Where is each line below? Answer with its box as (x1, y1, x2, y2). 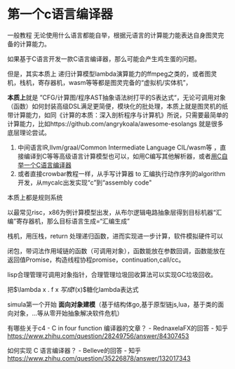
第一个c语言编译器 (7, 6, 114, 22)
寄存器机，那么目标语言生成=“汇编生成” (16, 217, 130, 225)
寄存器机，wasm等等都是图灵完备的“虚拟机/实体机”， (37, 78, 192, 86)
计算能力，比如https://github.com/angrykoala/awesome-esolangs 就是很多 (7, 119, 224, 128)
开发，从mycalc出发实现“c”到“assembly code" (17, 178, 152, 187)
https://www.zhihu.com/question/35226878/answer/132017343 (7, 354, 191, 362)
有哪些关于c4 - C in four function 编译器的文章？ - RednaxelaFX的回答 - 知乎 (7, 323, 228, 332)
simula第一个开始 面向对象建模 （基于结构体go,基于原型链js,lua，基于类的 (7, 300, 218, 309)
